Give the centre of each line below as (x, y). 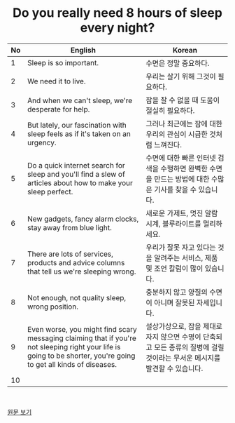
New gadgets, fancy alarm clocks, (83, 219)
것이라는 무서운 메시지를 (183, 358)
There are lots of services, (71, 254)
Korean (185, 50)
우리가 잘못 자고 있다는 (181, 247)
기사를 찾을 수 (175, 189)
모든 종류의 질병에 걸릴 (189, 347)
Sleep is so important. (63, 62)
